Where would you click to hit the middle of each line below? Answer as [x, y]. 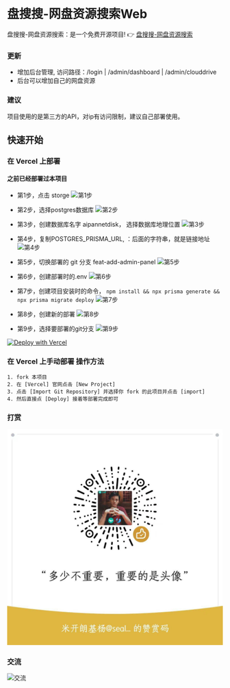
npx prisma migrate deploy [55, 301]
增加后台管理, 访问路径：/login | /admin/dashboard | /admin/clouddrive [117, 72]
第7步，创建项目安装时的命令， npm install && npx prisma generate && [118, 291]
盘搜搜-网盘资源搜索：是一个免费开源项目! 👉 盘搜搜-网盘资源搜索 [100, 34]
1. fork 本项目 [27, 377]
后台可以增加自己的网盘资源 [56, 81]
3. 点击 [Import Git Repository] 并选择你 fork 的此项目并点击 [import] [106, 392]
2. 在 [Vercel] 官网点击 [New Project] [61, 385]
